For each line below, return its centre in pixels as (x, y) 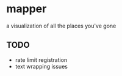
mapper (27, 9)
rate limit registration (41, 59)
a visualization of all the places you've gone (61, 26)
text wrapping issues (41, 66)
